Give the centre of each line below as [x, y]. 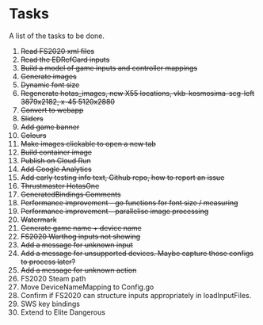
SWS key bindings [50, 304]
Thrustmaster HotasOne [60, 185]
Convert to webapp [52, 110]
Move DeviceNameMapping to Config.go [87, 287]
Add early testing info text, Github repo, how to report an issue [122, 177]
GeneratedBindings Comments [71, 194]
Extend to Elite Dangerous [63, 312]
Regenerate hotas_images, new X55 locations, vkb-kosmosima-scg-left [137, 93]
